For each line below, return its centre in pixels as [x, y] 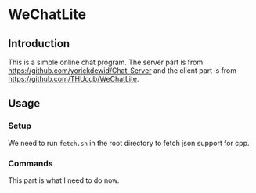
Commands [31, 163]
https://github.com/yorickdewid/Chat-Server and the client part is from [123, 71]
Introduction [39, 44]
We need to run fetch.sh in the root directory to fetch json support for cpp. [129, 143]
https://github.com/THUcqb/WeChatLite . [74, 79]
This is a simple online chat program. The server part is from [106, 62]
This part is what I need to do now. [64, 180]
